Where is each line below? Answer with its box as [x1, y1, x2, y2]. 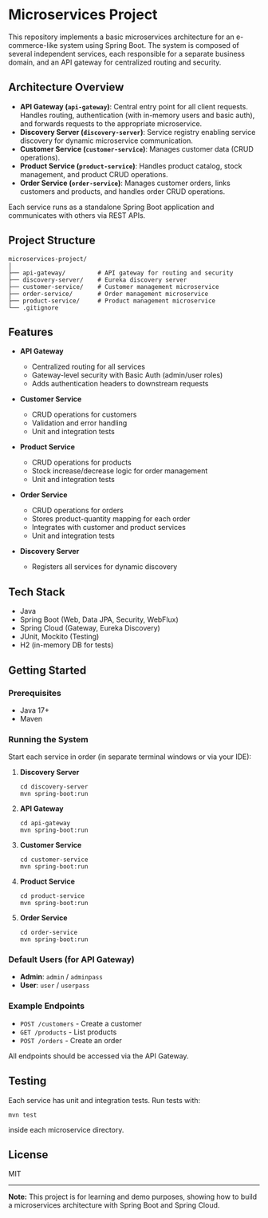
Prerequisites [8, 687, 61, 698]
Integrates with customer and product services [31, 523, 186, 532]
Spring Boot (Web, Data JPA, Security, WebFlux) [19, 615, 179, 624]
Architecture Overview [8, 81, 124, 94]
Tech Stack [8, 585, 65, 599]
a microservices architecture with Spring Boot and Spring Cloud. [8, 1200, 220, 1210]
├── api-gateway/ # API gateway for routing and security [8, 269, 234, 277]
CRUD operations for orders [31, 505, 124, 516]
